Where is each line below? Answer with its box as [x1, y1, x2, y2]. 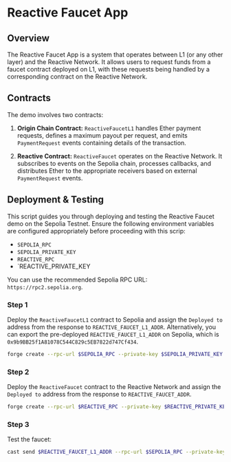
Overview [7, 32, 50, 44]
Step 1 [7, 300, 28, 309]
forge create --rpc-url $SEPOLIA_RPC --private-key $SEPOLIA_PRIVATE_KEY [7, 350, 223, 357]
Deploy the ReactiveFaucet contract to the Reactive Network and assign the [7, 383, 221, 391]
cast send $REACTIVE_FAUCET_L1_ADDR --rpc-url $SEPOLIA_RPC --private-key [7, 449, 226, 456]
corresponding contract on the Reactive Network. [7, 72, 148, 81]
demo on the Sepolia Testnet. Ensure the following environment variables [7, 219, 214, 228]
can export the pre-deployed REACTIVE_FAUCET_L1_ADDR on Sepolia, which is [7, 330, 219, 338]
